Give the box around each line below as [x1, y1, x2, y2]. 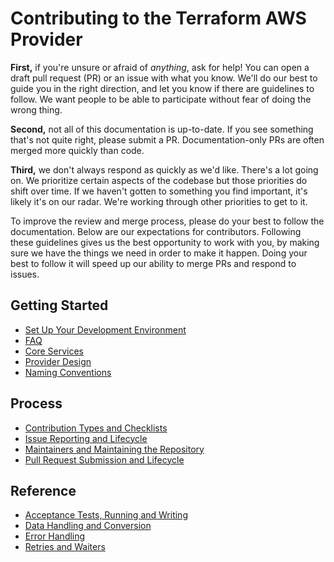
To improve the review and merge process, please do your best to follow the [10, 215, 325, 227]
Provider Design [24, 355, 92, 367]
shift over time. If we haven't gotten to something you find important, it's [10, 185, 308, 197]
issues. [10, 268, 40, 280]
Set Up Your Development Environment [24, 323, 187, 336]
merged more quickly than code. [10, 144, 145, 156]
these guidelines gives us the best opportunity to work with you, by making [10, 236, 320, 248]
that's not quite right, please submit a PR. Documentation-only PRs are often [10, 133, 325, 146]
